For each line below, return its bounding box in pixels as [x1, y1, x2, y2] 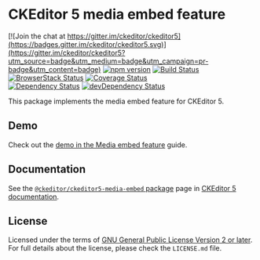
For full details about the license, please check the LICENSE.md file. [8, 244, 222, 253]
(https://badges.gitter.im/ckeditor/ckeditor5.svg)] [8, 39, 167, 49]
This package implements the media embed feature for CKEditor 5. [8, 96, 225, 106]
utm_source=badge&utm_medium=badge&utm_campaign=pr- [8, 56, 209, 66]
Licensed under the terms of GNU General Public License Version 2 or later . [8, 235, 253, 244]
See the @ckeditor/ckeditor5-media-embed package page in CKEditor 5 [8, 183, 237, 193]
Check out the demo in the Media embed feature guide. [8, 139, 188, 150]
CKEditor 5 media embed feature [8, 5, 226, 23]
